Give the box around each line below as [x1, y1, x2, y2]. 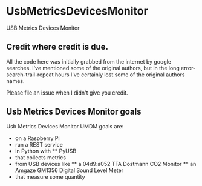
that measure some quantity [15, 173, 86, 180]
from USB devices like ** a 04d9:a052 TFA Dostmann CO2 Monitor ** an [15, 160, 197, 167]
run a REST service [15, 141, 64, 148]
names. [6, 77, 25, 84]
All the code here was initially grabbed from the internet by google [6, 58, 171, 65]
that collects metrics [15, 153, 67, 161]
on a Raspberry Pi [15, 135, 60, 142]
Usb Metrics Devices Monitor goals [6, 107, 142, 117]
